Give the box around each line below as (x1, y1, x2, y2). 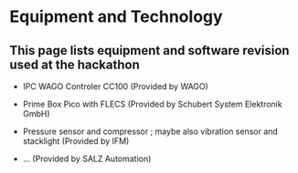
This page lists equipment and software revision (9, 43, 290, 58)
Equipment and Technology (9, 6, 223, 27)
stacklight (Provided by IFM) (22, 136, 130, 147)
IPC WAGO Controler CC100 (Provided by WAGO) (22, 81, 208, 92)
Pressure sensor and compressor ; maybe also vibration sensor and (22, 126, 279, 137)
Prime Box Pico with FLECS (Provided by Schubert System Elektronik (22, 98, 282, 109)
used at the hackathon (9, 56, 140, 72)
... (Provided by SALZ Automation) (22, 153, 152, 164)
